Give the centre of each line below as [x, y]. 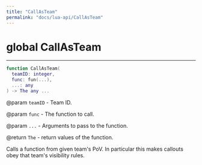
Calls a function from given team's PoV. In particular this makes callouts [95, 149]
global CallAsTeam [54, 47]
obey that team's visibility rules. [46, 155]
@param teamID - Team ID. [39, 102]
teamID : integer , [33, 74]
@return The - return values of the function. [60, 137]
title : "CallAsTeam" [32, 12]
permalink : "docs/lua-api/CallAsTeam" [55, 17]
